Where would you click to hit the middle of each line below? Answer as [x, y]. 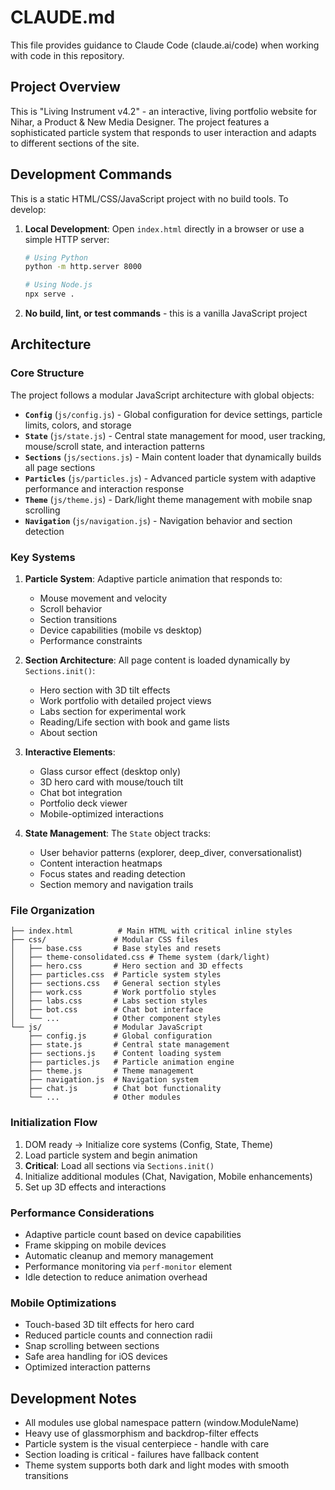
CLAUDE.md [63, 17]
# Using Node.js [58, 285]
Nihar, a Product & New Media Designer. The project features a [140, 122]
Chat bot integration [81, 793]
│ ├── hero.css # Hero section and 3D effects [127, 966]
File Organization [52, 910]
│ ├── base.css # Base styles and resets [116, 949]
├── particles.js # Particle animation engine [131, 1062]
